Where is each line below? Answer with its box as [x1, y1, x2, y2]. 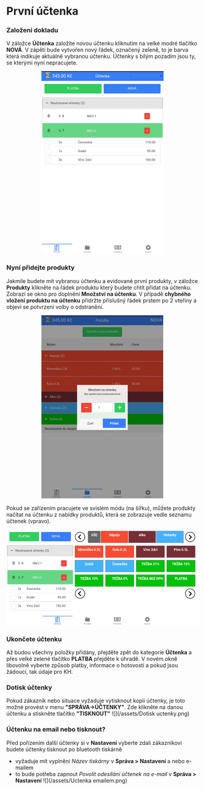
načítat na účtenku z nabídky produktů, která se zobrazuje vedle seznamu [6, 511, 192, 518]
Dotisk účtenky [6, 683, 52, 691]
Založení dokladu [6, 26, 59, 35]
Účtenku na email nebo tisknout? [6, 725, 106, 734]
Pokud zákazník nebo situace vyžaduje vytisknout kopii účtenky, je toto [6, 697, 186, 704]
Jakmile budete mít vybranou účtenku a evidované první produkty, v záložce [6, 277, 198, 284]
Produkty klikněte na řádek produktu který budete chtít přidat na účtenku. [6, 284, 192, 291]
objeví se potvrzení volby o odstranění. [6, 303, 104, 310]
